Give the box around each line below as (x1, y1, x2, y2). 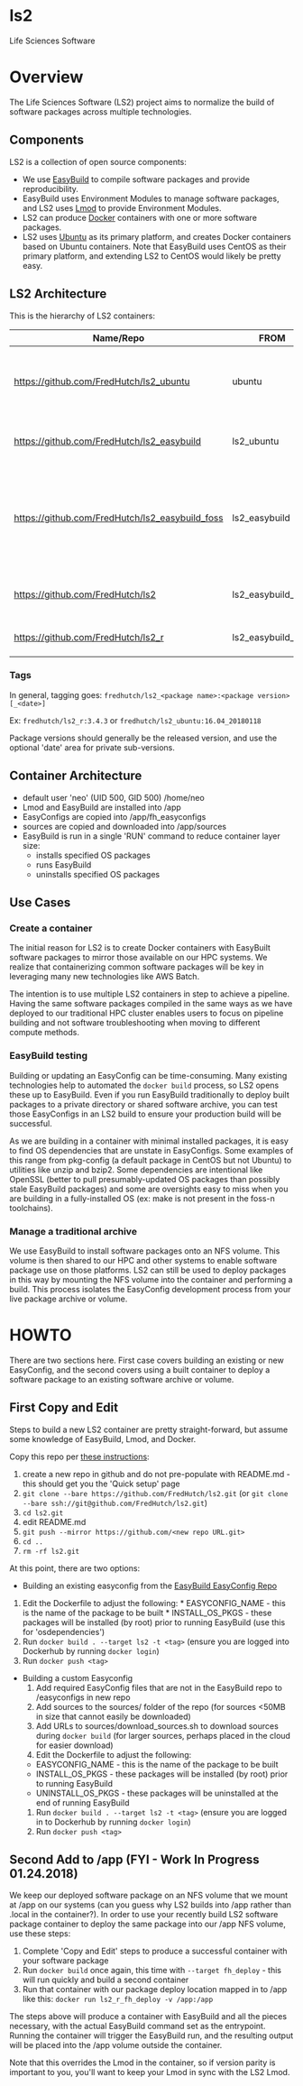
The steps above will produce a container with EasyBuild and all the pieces (9, 2011, 287, 2022)
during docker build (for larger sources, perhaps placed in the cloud (35, 1730, 291, 1741)
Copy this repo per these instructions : (9, 1451, 151, 1462)
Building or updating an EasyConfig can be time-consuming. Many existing (9, 1070, 288, 1080)
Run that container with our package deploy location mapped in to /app (22, 1984, 288, 1995)
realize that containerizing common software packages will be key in (9, 961, 264, 972)
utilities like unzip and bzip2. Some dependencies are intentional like (9, 1164, 263, 1175)
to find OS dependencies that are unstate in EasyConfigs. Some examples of (9, 1144, 294, 1155)
